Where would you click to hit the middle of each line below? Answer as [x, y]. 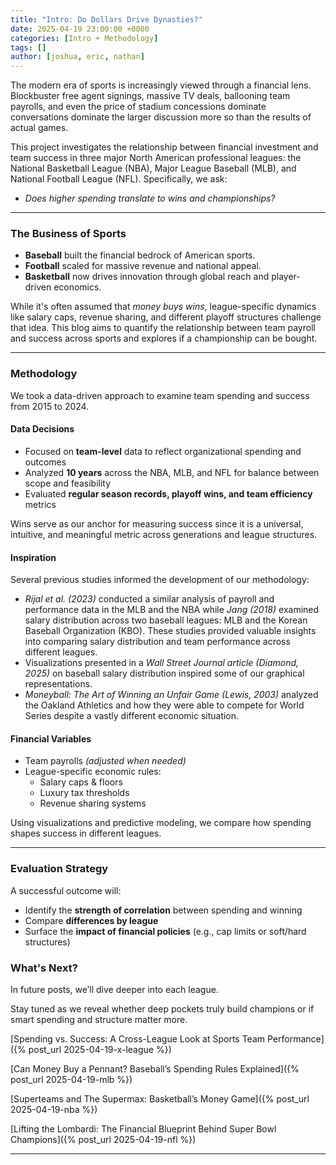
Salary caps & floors [81, 782]
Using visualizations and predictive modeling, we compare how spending [161, 823]
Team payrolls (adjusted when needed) [105, 761]
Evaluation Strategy [59, 869]
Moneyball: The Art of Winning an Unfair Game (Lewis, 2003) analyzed [171, 695]
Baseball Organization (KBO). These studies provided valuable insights [170, 631]
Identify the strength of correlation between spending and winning [163, 910]
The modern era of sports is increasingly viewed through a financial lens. [161, 85]
